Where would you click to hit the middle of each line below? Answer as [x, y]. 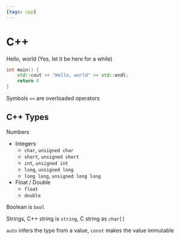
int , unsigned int [46, 163]
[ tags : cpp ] [21, 12]
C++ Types [28, 117]
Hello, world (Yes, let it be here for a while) [59, 59]
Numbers [18, 132]
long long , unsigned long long [62, 176]
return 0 [28, 81]
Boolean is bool [26, 207]
